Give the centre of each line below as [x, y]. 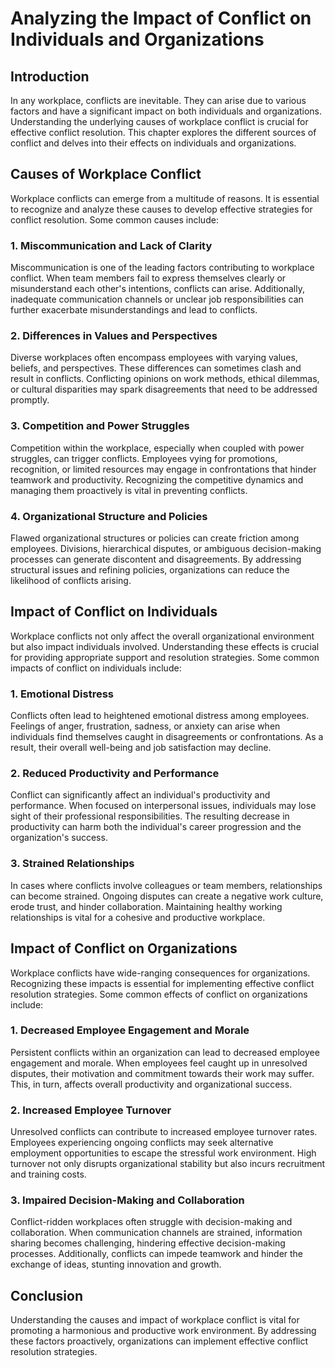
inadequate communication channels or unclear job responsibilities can [157, 299]
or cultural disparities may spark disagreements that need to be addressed [164, 389]
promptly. [30, 400]
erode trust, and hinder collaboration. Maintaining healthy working [146, 906]
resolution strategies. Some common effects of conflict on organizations [159, 994]
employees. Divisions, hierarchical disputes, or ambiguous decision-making [166, 548]
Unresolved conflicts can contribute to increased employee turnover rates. [164, 1132]
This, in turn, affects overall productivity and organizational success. [151, 1084]
